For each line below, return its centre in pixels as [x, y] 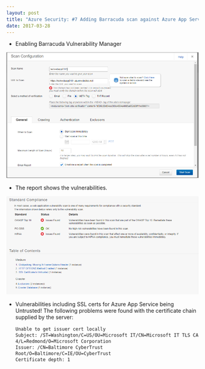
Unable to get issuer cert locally [60, 329]
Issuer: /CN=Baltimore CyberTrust [59, 348]
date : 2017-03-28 [28, 26]
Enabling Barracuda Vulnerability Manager [68, 44]
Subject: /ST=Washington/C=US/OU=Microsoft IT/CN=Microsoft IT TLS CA [107, 335]
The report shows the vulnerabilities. [61, 188]
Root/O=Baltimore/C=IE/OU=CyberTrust [63, 354]
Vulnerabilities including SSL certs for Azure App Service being [95, 304]
